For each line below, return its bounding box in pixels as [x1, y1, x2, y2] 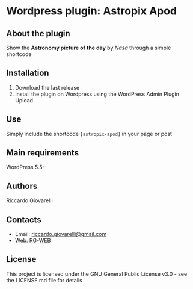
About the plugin [6, 28, 70, 39]
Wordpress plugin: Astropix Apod [6, 4, 177, 18]
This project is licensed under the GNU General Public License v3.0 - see [6, 270, 188, 278]
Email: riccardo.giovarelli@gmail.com [14, 231, 107, 238]
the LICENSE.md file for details [6, 276, 82, 284]
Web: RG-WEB [14, 237, 51, 244]
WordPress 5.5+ [6, 164, 46, 171]
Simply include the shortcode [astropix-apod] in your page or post [6, 130, 173, 137]
